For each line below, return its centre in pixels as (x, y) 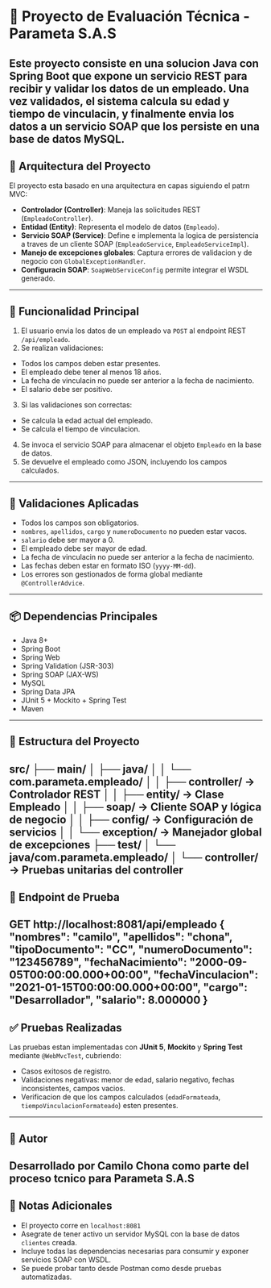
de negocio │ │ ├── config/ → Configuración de (131, 819)
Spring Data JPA (48, 691)
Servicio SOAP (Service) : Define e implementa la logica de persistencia (140, 236)
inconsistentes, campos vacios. (73, 1089)
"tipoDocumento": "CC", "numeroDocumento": (131, 950)
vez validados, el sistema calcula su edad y (119, 101)
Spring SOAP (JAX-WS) (60, 674)
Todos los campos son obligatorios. (80, 523)
